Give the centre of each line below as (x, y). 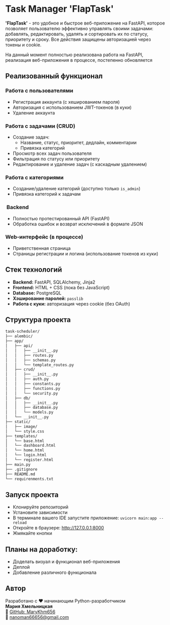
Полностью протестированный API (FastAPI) (61, 218)
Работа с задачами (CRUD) (40, 126)
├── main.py (18, 465)
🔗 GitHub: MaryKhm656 (30, 612)
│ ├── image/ (21, 426)
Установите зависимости (40, 513)
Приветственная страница (42, 248)
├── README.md (20, 474)
